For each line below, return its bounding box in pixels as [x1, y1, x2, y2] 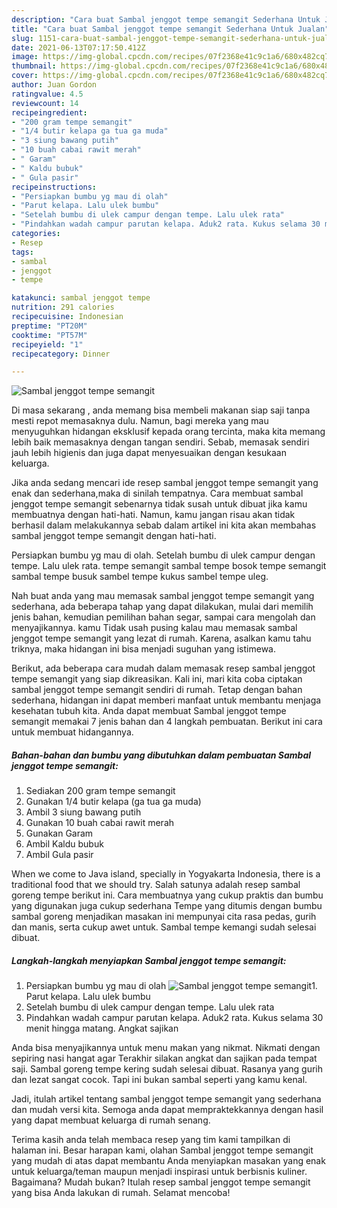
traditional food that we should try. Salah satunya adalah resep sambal [11, 879, 301, 891]
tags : [11, 247, 34, 257]
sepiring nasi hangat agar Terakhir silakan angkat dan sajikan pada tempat [11, 1052, 318, 1065]
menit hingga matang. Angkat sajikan [25, 1022, 179, 1035]
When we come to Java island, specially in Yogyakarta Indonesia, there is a [11, 868, 321, 880]
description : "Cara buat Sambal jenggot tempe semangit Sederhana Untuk [11, 14, 321, 25]
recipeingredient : [11, 107, 88, 118]
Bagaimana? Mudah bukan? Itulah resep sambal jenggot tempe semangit [11, 1176, 311, 1188]
